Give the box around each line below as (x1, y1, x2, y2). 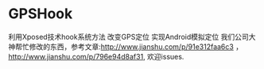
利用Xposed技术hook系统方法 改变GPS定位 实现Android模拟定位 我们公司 (8, 32, 249, 41)
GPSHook (8, 5, 73, 23)
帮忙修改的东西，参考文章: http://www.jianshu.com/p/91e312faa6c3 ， (14, 41, 243, 52)
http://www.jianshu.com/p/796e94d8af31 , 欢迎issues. (8, 52, 184, 61)
